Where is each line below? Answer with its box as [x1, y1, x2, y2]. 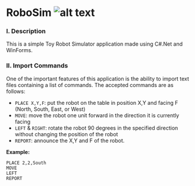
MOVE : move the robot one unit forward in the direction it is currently [14, 111, 180, 118]
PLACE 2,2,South [6, 160, 46, 166]
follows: [6, 88, 26, 95]
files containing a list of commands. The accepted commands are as [6, 81, 174, 88]
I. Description [6, 27, 46, 36]
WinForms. [6, 47, 33, 54]
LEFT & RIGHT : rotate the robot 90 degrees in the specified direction [14, 124, 178, 132]
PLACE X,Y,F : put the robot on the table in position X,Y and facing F [14, 99, 178, 106]
